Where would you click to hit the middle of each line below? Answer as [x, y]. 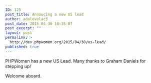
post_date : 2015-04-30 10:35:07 [39, 24]
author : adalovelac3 [27, 19]
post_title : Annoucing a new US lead [44, 14]
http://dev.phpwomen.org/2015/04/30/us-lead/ [58, 42]
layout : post [19, 33]
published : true [22, 47]
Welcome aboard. [23, 76]
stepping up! [18, 66]
